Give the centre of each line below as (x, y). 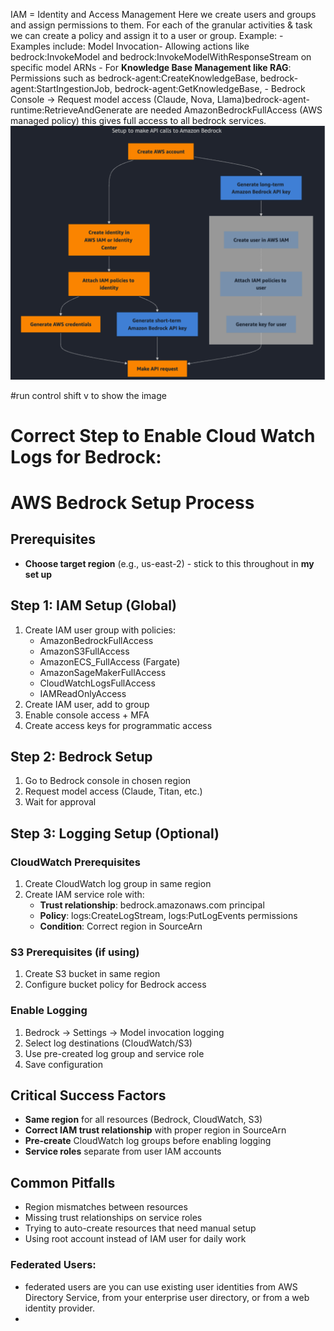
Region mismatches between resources (106, 1207)
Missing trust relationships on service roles (113, 1218)
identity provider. (59, 1308)
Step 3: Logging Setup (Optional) (115, 833)
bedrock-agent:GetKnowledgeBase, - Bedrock (210, 88)
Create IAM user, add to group (87, 704)
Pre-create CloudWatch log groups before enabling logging (148, 1141)
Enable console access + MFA (87, 715)
